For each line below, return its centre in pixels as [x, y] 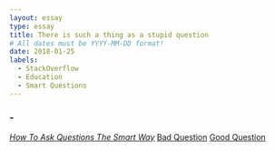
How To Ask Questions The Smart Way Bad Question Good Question [137, 136]
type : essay [32, 26]
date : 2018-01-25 [42, 52]
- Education [40, 77]
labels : [24, 60]
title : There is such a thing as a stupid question [109, 35]
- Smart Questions [53, 86]
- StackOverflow [48, 69]
